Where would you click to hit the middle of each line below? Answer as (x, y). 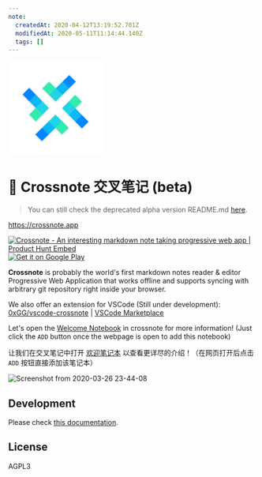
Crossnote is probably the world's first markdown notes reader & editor (125, 272)
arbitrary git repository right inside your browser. (87, 289)
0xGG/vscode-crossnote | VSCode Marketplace (86, 313)
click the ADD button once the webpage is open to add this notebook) (120, 336)
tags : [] (30, 42)
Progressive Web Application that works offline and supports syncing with (129, 281)
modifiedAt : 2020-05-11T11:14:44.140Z (79, 33)
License (28, 447)
